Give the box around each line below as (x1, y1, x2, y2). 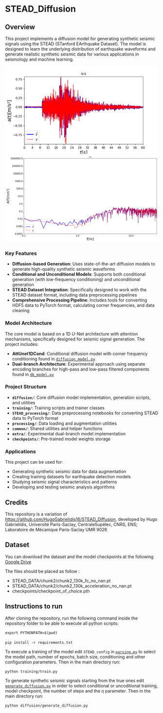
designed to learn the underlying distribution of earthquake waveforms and (5, 46, 156, 52)
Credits (5, 498, 28, 507)
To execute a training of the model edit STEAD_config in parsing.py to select (5, 649, 156, 655)
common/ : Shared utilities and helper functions (12, 425, 103, 432)
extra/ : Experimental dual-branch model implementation (12, 431, 126, 436)
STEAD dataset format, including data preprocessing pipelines (12, 292, 137, 298)
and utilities (12, 399, 36, 405)
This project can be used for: (5, 459, 63, 465)
